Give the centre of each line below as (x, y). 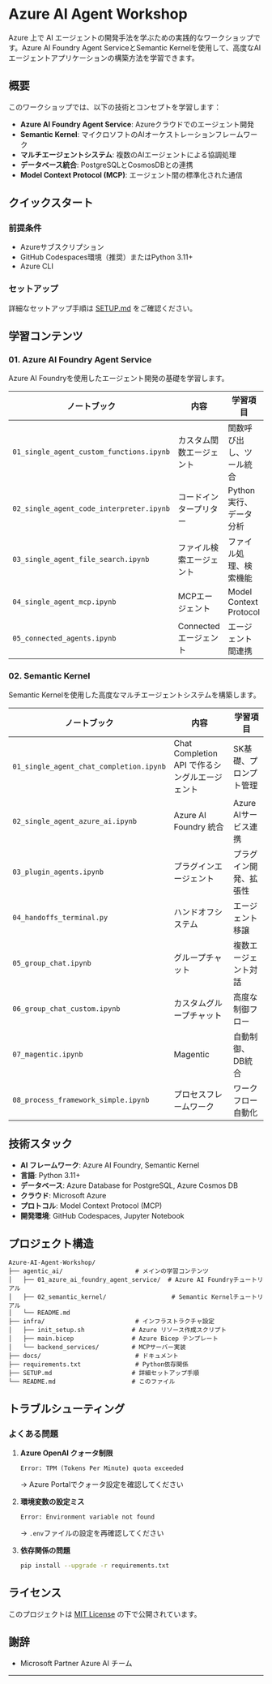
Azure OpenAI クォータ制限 (66, 1453)
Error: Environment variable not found (87, 1517)
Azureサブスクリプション (62, 247)
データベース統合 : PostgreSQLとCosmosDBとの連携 (106, 165)
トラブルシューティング (67, 1409)
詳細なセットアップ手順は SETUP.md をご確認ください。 (103, 308)
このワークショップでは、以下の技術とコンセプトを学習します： (115, 107)
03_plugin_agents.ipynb (58, 872)
